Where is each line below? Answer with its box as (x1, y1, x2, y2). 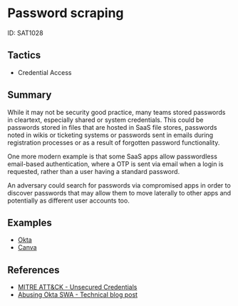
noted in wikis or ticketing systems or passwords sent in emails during (7, 131, 214, 139)
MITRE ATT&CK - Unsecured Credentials (17, 283, 138, 292)
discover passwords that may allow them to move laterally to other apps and (7, 188, 232, 197)
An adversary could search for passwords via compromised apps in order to (7, 180, 232, 190)
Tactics (7, 49, 41, 61)
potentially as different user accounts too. (7, 196, 130, 205)
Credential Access (17, 68, 72, 76)
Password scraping (7, 5, 124, 21)
